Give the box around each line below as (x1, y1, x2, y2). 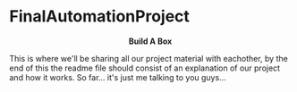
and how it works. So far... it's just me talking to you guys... (9, 71, 226, 82)
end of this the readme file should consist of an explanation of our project (9, 63, 280, 73)
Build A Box (128, 36, 173, 46)
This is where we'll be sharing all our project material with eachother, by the (9, 53, 288, 63)
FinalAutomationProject (9, 6, 191, 27)
